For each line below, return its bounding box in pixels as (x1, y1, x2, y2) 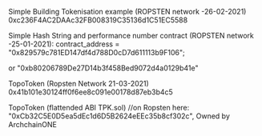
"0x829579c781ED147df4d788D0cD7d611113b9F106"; (8, 48, 186, 57)
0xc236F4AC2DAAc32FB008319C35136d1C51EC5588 (8, 15, 188, 25)
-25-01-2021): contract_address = (8, 39, 120, 49)
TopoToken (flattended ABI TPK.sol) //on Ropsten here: (8, 103, 190, 112)
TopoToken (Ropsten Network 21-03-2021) (8, 79, 150, 88)
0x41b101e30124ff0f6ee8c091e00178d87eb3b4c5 (8, 87, 174, 97)
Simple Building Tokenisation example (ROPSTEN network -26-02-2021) (8, 7, 247, 16)
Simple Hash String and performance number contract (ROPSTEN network (8, 31, 254, 40)
